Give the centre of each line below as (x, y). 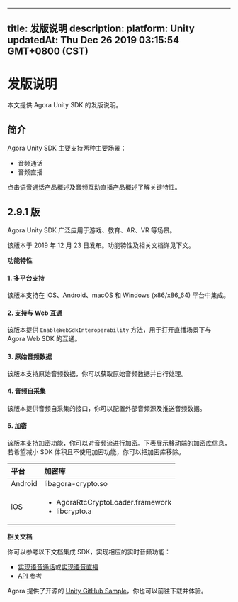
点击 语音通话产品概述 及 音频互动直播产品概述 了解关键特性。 (94, 187)
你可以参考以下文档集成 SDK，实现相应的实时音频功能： (89, 552)
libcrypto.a (74, 511)
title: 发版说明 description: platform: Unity (101, 29)
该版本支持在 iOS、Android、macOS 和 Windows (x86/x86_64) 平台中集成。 (119, 295)
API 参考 (30, 576)
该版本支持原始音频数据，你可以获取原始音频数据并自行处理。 (97, 373)
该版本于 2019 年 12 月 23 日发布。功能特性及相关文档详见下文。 (101, 245)
